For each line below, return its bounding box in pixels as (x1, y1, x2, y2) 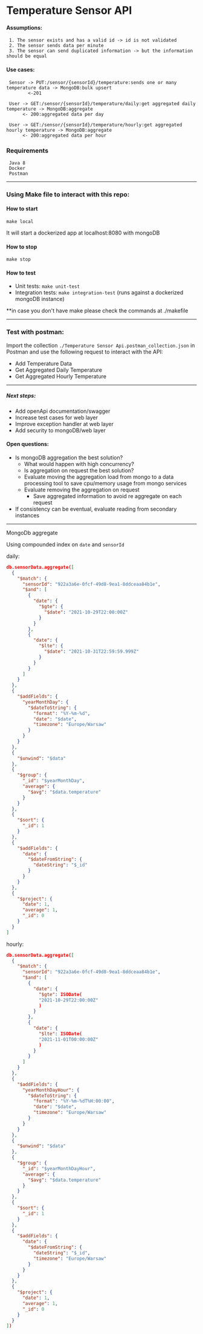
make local (6, 219, 34, 225)
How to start (6, 205, 38, 212)
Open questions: (6, 441, 50, 448)
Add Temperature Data (14, 360, 72, 367)
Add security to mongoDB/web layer (14, 427, 106, 434)
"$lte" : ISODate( (38, 1031, 83, 1037)
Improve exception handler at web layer (14, 420, 114, 427)
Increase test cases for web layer (14, 413, 98, 421)
